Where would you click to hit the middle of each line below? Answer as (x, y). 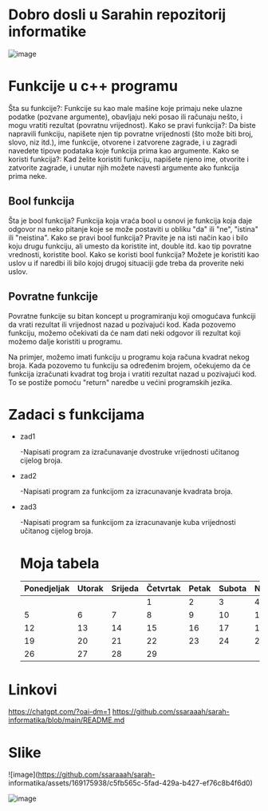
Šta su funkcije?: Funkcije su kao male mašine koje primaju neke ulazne (126, 108)
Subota (233, 589)
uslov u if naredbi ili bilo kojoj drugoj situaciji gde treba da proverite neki (126, 263)
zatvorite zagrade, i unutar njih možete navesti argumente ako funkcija (124, 167)
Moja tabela (59, 563)
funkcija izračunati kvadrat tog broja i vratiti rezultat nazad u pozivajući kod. (132, 374)
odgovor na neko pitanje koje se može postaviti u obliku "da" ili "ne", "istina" (134, 229)
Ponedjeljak (47, 589)
